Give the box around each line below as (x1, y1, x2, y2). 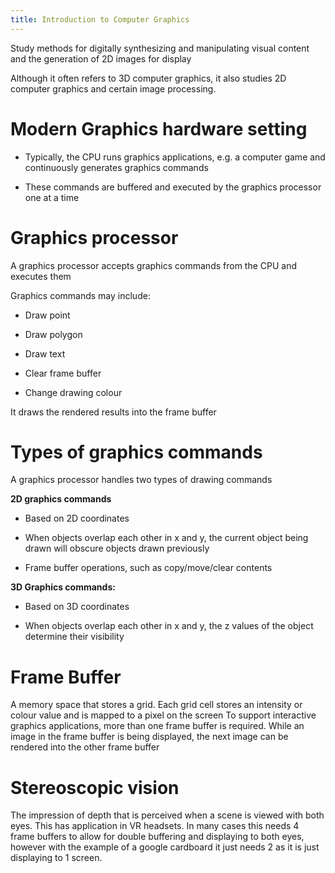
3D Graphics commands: (10, 581, 116, 593)
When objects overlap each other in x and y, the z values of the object (24, 620, 314, 632)
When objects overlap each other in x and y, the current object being (24, 532, 309, 544)
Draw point (24, 309, 71, 321)
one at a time (24, 191, 80, 203)
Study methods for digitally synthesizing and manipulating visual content (10, 42, 310, 54)
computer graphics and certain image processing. (10, 82, 217, 95)
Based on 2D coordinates (24, 512, 130, 525)
